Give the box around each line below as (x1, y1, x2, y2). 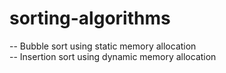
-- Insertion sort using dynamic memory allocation (9, 50, 217, 62)
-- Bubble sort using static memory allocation (9, 40, 197, 52)
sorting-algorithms (9, 7, 171, 30)
